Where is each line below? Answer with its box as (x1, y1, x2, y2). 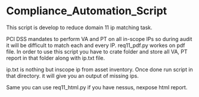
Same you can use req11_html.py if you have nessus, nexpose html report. (6, 83, 188, 90)
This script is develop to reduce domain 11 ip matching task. (6, 24, 153, 31)
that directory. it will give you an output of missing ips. (6, 72, 139, 79)
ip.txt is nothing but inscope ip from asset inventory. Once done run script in (6, 65, 194, 73)
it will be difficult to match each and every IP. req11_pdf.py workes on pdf (6, 42, 185, 49)
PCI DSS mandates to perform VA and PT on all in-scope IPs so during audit (6, 35, 192, 42)
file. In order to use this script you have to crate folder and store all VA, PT (6, 48, 188, 55)
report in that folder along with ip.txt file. (6, 54, 105, 61)
